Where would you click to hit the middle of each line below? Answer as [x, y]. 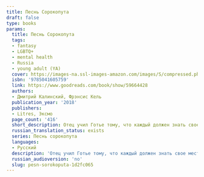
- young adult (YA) [36, 68]
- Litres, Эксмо [32, 114]
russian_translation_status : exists [58, 131]
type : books [21, 23]
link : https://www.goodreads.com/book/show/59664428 [80, 86]
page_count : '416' [35, 119]
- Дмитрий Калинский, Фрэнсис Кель [57, 97]
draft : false [23, 18]
